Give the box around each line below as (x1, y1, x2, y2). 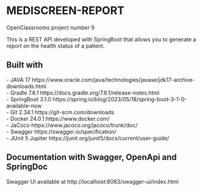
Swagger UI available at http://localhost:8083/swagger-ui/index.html (6, 178, 179, 185)
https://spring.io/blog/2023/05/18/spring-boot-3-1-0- (52, 95, 187, 103)
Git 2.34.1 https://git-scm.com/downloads (10, 108, 115, 116)
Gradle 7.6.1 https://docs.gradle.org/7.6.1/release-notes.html (10, 89, 160, 96)
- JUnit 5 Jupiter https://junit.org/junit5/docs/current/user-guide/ (6, 134, 170, 142)
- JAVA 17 (6, 76, 31, 83)
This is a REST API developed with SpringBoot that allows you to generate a (6, 35, 197, 43)
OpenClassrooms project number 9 (6, 24, 95, 31)
